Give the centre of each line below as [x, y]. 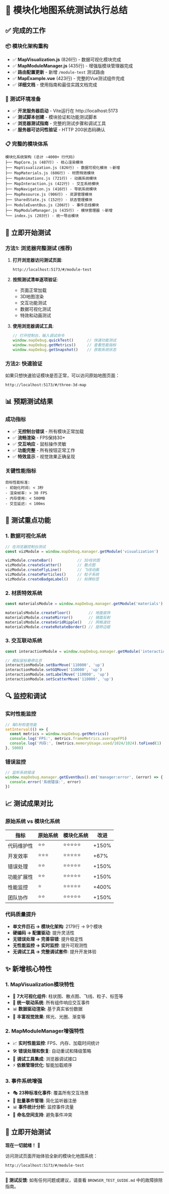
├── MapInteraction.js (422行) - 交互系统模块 [52, 184]
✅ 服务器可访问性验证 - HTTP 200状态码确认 [59, 130]
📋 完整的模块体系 [27, 144]
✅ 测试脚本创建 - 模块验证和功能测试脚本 [55, 117]
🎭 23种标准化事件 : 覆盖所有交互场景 [51, 1092]
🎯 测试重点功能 [28, 520]
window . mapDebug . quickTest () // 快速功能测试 [64, 340]
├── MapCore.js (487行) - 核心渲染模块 [44, 162]
